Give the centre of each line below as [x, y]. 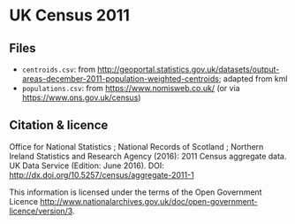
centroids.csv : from [58, 69]
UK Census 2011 [70, 15]
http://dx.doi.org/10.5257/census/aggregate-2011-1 [102, 174]
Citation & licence [59, 125]
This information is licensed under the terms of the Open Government [136, 192]
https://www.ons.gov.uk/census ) [81, 97]
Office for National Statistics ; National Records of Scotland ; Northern [136, 146]
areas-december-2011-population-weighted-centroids [120, 79]
